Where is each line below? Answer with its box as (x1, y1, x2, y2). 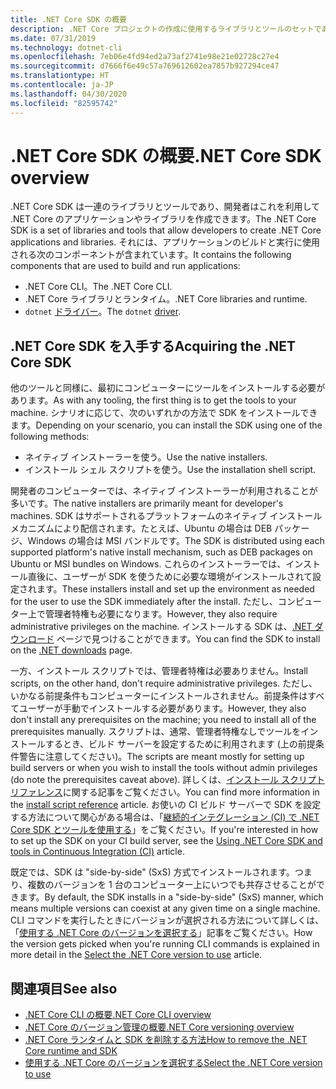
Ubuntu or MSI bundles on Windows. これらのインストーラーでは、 (10, 558, 287, 570)
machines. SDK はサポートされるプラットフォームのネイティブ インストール (10, 510, 323, 522)
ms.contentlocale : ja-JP (10, 80, 114, 90)
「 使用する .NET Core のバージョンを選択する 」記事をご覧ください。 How (10, 927, 313, 939)
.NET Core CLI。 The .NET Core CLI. (24, 281, 173, 293)
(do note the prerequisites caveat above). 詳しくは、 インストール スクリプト (10, 774, 325, 786)
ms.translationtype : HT (10, 71, 110, 81)
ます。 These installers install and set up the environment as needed (36, 583, 315, 595)
